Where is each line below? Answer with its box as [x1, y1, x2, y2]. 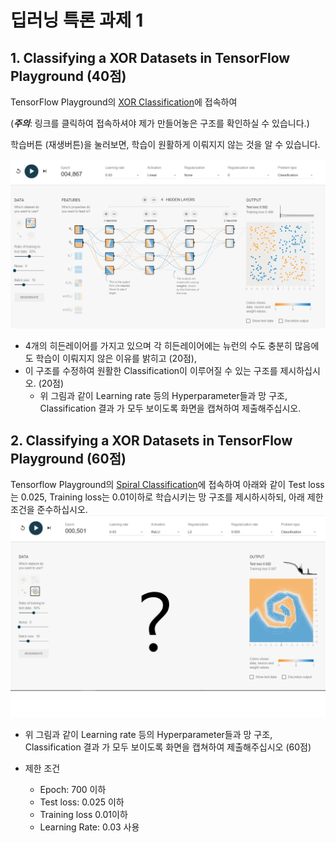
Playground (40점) [10, 67, 127, 85]
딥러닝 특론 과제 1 [10, 9, 144, 32]
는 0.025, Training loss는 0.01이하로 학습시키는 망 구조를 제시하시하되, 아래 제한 [10, 491, 324, 503]
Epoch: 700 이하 [39, 783, 107, 795]
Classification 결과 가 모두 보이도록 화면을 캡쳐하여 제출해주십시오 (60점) [24, 741, 312, 753]
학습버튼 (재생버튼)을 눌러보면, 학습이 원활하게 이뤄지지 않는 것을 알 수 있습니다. [10, 139, 321, 150]
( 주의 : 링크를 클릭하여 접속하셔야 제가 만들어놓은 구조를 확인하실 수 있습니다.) [10, 117, 310, 129]
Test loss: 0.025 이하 [39, 796, 125, 808]
